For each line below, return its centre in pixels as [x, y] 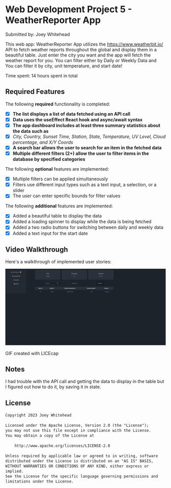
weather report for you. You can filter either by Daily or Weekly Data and [81, 60]
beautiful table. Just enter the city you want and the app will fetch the [78, 55]
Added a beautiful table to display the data [57, 216]
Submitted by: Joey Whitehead [38, 34]
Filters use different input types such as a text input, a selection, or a [84, 185]
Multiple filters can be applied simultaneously [60, 179]
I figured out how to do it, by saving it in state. [53, 387]
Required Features [35, 92]
